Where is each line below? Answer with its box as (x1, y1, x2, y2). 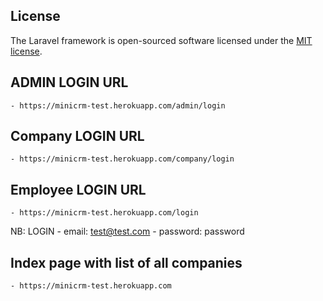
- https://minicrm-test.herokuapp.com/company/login (10, 154, 235, 164)
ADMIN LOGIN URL (10, 74, 129, 91)
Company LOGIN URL (10, 128, 145, 145)
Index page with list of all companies (10, 254, 243, 271)
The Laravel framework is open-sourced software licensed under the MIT (10, 34, 313, 46)
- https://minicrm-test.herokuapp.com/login (10, 208, 199, 218)
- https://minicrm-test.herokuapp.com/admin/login (10, 100, 226, 111)
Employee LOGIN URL (10, 181, 147, 198)
